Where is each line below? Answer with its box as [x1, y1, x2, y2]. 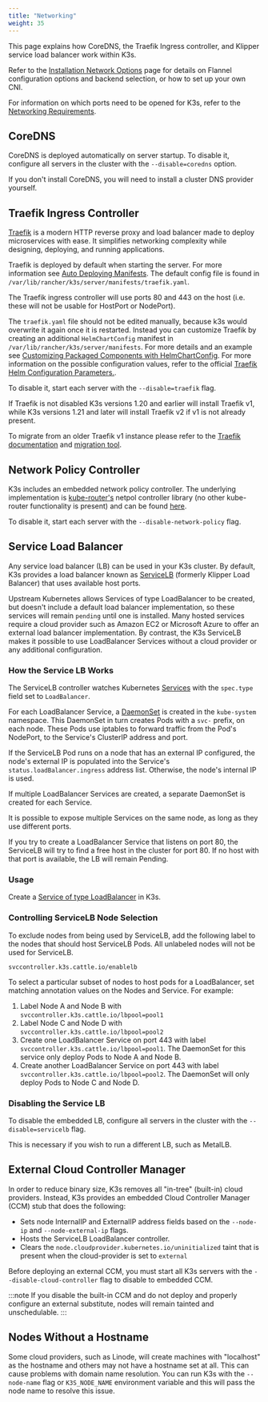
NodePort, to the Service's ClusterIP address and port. [8, 733, 188, 742]
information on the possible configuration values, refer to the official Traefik [8, 360, 258, 369]
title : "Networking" [8, 11, 78, 20]
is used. [8, 773, 34, 783]
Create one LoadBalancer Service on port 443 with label [19, 1034, 206, 1045]
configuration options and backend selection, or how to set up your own [8, 74, 246, 83]
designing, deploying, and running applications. [8, 245, 166, 255]
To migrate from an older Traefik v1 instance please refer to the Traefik [8, 432, 242, 441]
